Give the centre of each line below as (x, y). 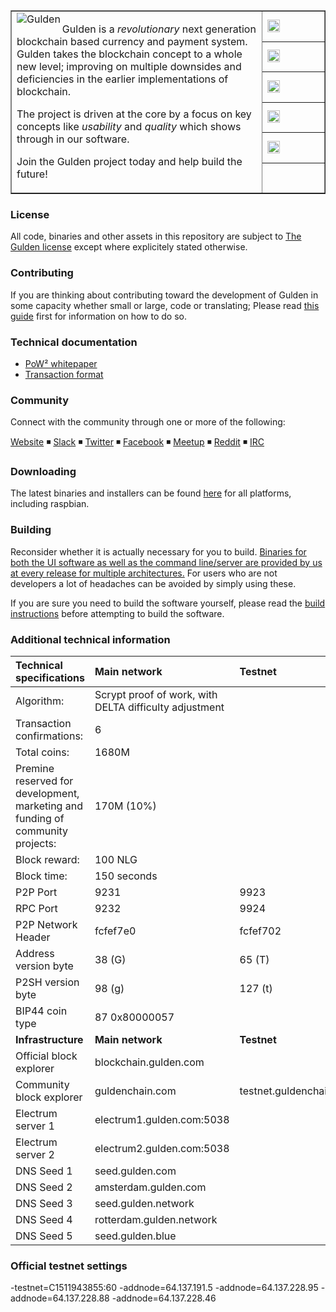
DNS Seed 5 (44, 1236)
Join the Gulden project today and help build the (129, 161)
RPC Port (36, 909)
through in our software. (73, 139)
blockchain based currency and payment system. (132, 41)
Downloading (43, 472)
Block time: (41, 876)
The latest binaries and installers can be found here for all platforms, (151, 493)
